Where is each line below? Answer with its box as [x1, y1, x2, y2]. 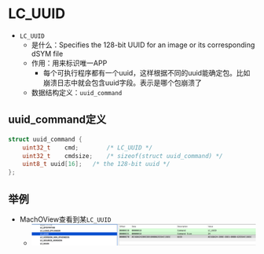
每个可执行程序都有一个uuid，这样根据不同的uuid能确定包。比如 [42, 68, 251, 77]
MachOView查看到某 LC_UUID [19, 214, 112, 224]
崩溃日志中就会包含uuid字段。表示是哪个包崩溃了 [42, 78, 202, 87]
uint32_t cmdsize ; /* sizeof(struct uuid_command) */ [22, 152, 223, 160]
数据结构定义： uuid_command [31, 87, 123, 97]
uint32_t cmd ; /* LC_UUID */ [22, 143, 153, 152]
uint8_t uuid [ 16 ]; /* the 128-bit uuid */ [22, 160, 170, 168]
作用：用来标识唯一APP [31, 58, 108, 68]
